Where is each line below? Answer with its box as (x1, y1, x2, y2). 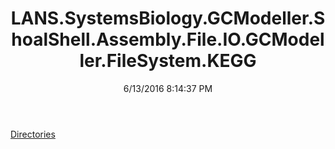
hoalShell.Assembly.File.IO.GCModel (11, 28, 325, 51)
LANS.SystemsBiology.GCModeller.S (10, 7, 326, 30)
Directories (10, 128, 56, 140)
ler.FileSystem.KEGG (79, 50, 257, 72)
